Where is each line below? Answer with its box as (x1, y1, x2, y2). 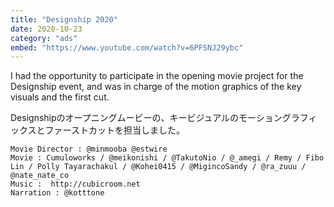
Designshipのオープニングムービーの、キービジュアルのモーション (10, 112, 283, 124)
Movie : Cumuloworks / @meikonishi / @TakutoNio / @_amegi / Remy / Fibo (10, 153, 325, 163)
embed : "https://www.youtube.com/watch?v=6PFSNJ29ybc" (10, 42, 244, 53)
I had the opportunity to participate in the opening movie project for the (10, 70, 304, 82)
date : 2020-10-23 (10, 24, 83, 34)
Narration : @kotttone (10, 188, 105, 198)
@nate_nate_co (10, 171, 70, 181)
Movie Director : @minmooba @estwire (10, 144, 168, 155)
